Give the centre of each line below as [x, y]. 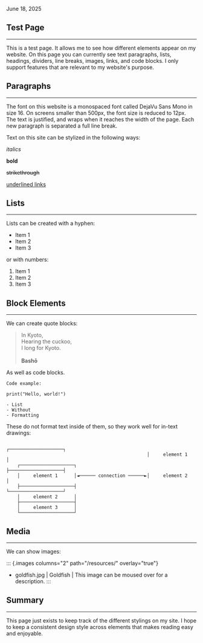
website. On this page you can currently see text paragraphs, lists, [89, 54]
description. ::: [33, 581]
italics [14, 149]
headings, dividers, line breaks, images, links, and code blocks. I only [92, 60]
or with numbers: [27, 260]
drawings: [19, 433]
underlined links [26, 184]
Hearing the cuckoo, [47, 341]
